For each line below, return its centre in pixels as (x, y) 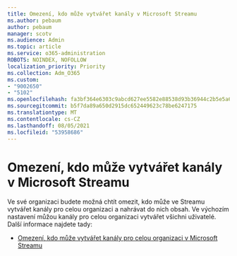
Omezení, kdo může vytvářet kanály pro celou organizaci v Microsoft (117, 238)
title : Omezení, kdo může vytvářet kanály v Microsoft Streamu (102, 14)
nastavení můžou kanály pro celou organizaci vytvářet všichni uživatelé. (112, 217)
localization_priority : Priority (56, 66)
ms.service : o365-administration (56, 54)
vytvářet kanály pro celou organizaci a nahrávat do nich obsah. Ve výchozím (118, 209)
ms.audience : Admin (36, 40)
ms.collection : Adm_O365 (44, 73)
